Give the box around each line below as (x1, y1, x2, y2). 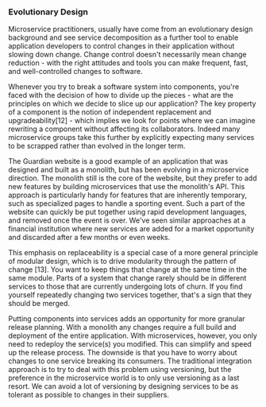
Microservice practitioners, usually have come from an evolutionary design (8, 25, 253, 34)
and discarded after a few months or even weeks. (8, 233, 171, 242)
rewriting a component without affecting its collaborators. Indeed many (8, 124, 241, 134)
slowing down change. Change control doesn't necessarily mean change (8, 50, 247, 60)
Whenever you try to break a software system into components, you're (8, 82, 240, 91)
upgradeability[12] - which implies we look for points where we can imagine (8, 116, 256, 126)
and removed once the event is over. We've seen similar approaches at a (8, 215, 246, 225)
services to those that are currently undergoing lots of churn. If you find (8, 281, 243, 292)
